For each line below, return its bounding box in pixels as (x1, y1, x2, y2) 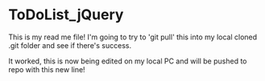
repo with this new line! (8, 64, 86, 74)
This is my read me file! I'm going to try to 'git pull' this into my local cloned (8, 32, 258, 42)
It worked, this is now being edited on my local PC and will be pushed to (8, 56, 247, 66)
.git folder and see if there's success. (8, 40, 132, 50)
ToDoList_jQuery (8, 6, 124, 24)
